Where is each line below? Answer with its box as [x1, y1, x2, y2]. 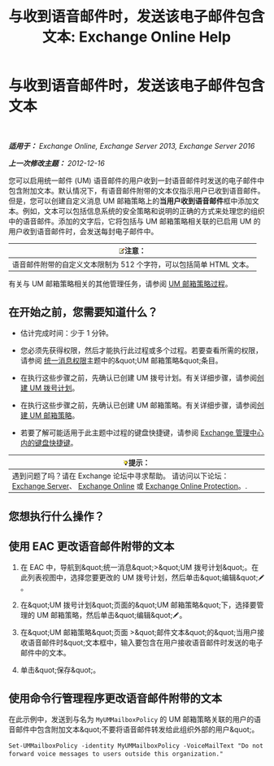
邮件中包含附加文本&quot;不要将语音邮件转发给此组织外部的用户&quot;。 [15, 725, 259, 734]
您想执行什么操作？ [8, 509, 105, 523]
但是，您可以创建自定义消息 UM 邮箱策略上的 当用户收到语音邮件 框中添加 [8, 196, 252, 206]
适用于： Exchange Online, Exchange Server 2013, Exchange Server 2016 [8, 141, 255, 150]
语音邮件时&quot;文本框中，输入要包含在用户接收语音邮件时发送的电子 [27, 638, 263, 647]
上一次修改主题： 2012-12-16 [8, 158, 106, 168]
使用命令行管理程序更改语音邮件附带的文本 [8, 691, 222, 705]
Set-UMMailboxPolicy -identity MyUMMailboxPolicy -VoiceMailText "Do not [8, 742, 264, 751]
